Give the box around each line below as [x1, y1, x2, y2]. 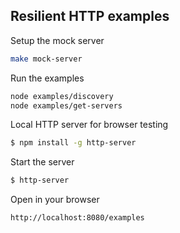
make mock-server [10, 54, 83, 64]
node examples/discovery [10, 91, 114, 101]
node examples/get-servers [10, 100, 123, 111]
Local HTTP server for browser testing [10, 119, 169, 131]
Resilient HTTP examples [10, 8, 170, 25]
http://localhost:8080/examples [10, 213, 145, 223]
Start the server [10, 156, 75, 168]
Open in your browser [10, 194, 100, 206]
